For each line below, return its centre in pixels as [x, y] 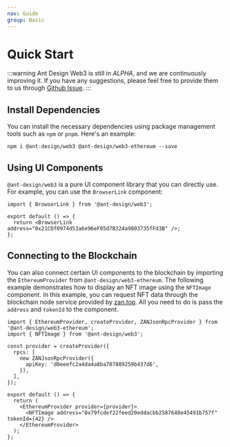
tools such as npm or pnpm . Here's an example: [71, 134]
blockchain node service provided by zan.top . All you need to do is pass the [115, 302]
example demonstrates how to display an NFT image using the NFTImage [109, 287]
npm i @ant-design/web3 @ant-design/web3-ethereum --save [92, 147]
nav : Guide [23, 13]
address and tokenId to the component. [63, 309]
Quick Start [40, 54]
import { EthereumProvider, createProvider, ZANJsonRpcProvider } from [112, 322]
